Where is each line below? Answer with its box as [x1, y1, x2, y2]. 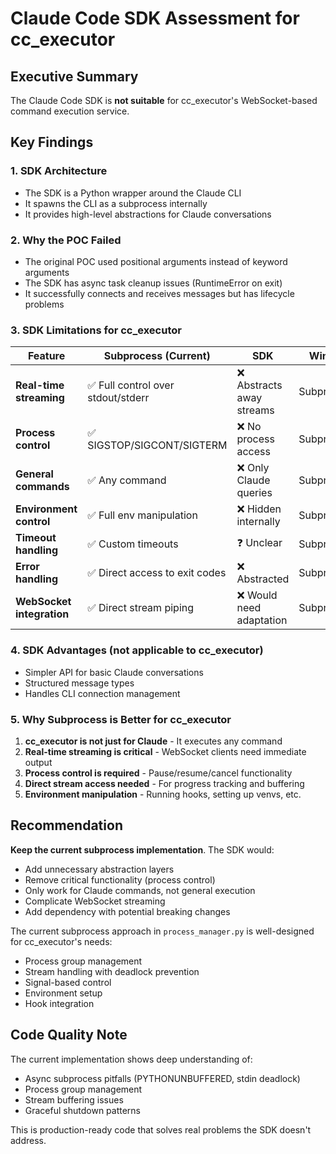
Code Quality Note [10, 1027, 128, 1044]
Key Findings [10, 134, 94, 151]
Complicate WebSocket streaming [24, 895, 166, 907]
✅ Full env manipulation [87, 508, 198, 522]
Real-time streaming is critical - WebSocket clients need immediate [24, 745, 307, 757]
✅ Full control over [87, 378, 175, 392]
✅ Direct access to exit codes [87, 566, 227, 580]
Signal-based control [24, 976, 112, 988]
